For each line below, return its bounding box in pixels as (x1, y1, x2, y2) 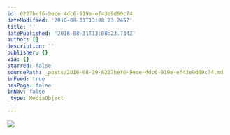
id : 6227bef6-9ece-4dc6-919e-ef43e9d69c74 (7, 10, 133, 17)
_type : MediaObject (7, 95, 64, 102)
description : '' (7, 43, 55, 50)
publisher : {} (7, 50, 49, 57)
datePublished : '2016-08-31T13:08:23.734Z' (7, 29, 136, 37)
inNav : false (7, 88, 45, 95)
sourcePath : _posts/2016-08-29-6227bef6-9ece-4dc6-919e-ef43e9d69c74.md (7, 69, 224, 76)
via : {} (7, 56, 30, 63)
